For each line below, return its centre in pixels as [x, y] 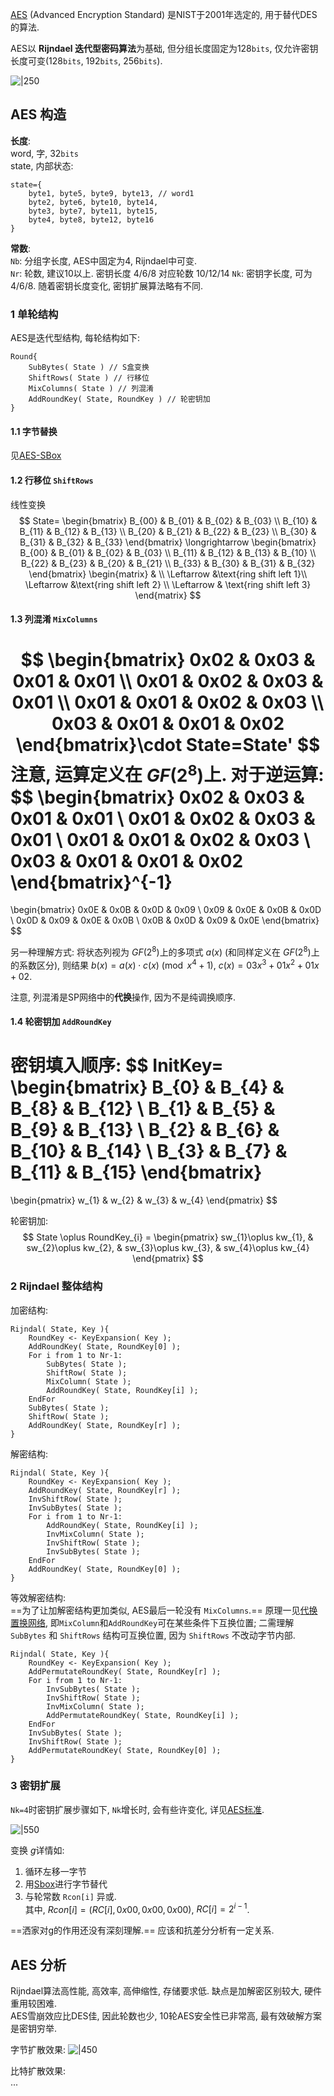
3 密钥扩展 [35, 1786]
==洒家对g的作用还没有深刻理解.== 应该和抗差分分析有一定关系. [142, 1930]
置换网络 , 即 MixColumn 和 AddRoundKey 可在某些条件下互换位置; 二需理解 [152, 1622]
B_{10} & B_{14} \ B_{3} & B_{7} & [149, 1151]
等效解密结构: [38, 1597]
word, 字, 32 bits [44, 153]
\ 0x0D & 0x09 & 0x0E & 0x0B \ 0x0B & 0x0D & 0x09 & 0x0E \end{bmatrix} [165, 920]
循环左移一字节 [55, 1871]
